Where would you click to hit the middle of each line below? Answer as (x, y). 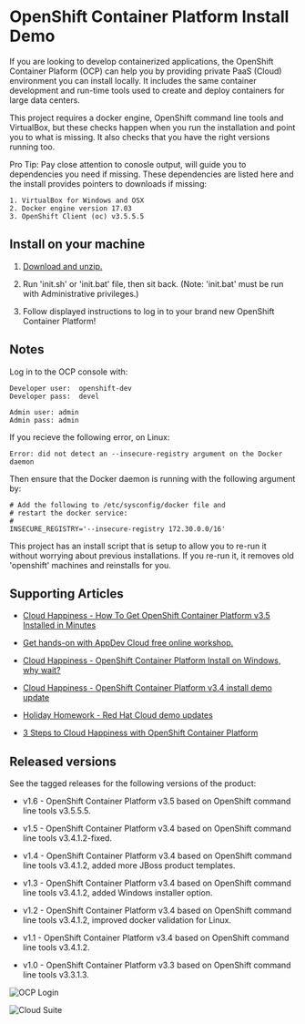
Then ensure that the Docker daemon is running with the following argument (152, 478)
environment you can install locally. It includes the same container (133, 80)
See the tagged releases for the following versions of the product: (133, 783)
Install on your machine (77, 245)
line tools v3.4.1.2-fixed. (67, 838)
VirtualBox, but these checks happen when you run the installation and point (152, 127)
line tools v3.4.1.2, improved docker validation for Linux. (127, 920)
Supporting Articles (67, 594)
